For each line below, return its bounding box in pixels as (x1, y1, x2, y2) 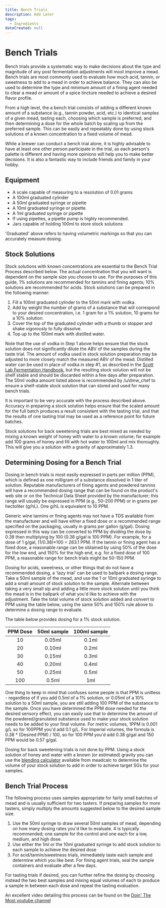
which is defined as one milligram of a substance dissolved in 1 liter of (5, 477, 148, 483)
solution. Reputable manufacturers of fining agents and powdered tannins (5, 482, 156, 488)
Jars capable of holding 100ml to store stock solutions (12, 221, 123, 227)
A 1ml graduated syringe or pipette (12, 210, 83, 216)
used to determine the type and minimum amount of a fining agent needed (5, 85, 158, 91)
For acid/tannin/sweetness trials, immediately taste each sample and (12, 852, 153, 858)
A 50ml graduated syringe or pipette (12, 199, 87, 206)
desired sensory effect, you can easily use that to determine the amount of (5, 710, 158, 717)
